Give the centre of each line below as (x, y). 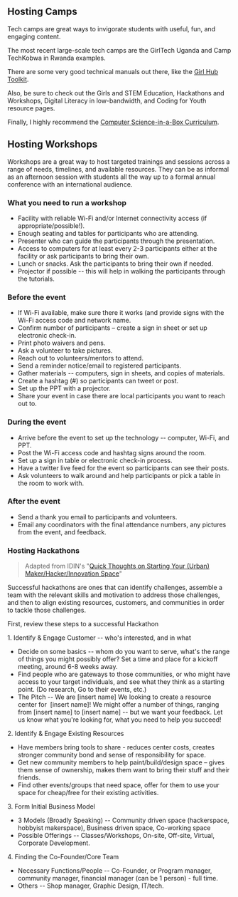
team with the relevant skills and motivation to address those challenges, (114, 595)
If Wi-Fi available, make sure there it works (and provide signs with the (121, 313)
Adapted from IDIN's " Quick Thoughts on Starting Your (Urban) (117, 566)
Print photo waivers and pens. (61, 343)
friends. (29, 778)
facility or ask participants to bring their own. (83, 256)
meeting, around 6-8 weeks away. (68, 667)
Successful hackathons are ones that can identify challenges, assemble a (115, 588)
